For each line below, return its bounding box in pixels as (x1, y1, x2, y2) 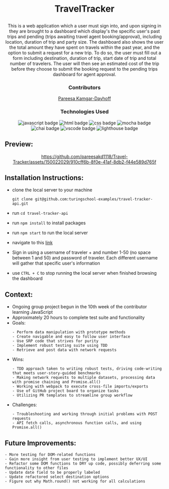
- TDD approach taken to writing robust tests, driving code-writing (12, 366, 162, 371)
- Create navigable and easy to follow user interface (12, 334, 131, 339)
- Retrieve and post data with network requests (12, 347, 117, 353)
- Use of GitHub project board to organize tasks (12, 388, 119, 394)
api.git (12, 201, 28, 206)
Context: (5, 290, 33, 299)
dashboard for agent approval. (53, 72, 116, 78)
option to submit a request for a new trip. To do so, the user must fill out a (8, 50, 161, 56)
